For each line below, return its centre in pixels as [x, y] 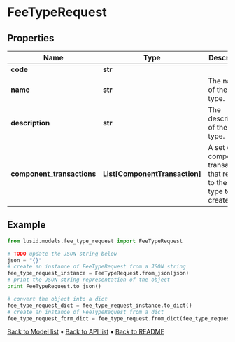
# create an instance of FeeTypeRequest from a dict [86, 312]
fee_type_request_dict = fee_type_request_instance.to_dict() [100, 306]
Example [27, 225]
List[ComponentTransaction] [152, 174]
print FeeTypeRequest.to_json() [54, 287]
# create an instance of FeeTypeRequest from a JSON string [97, 267]
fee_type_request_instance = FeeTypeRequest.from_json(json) [98, 273]
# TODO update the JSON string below [62, 254]
